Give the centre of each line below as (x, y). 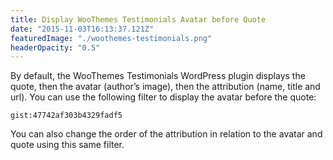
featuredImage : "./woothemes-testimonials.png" (111, 38)
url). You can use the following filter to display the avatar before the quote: (163, 97)
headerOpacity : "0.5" (55, 47)
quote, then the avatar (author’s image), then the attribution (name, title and (165, 87)
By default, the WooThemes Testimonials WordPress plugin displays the (158, 76)
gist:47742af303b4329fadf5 (66, 116)
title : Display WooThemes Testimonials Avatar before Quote (138, 19)
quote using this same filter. (67, 145)
